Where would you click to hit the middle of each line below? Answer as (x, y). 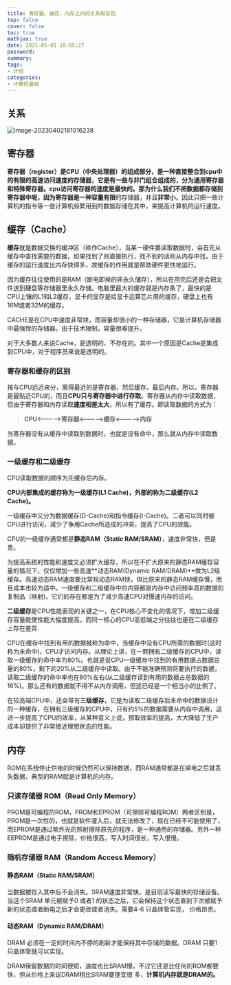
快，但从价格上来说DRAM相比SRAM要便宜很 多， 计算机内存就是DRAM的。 (113, 974)
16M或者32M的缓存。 (37, 305)
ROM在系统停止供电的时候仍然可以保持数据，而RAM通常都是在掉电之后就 (111, 768)
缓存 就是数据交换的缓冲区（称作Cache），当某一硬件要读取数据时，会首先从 (114, 247)
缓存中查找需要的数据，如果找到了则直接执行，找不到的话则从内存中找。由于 (115, 256)
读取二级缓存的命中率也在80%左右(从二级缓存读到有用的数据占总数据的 (108, 677)
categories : (24, 77)
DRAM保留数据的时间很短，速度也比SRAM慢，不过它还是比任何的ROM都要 (113, 966)
